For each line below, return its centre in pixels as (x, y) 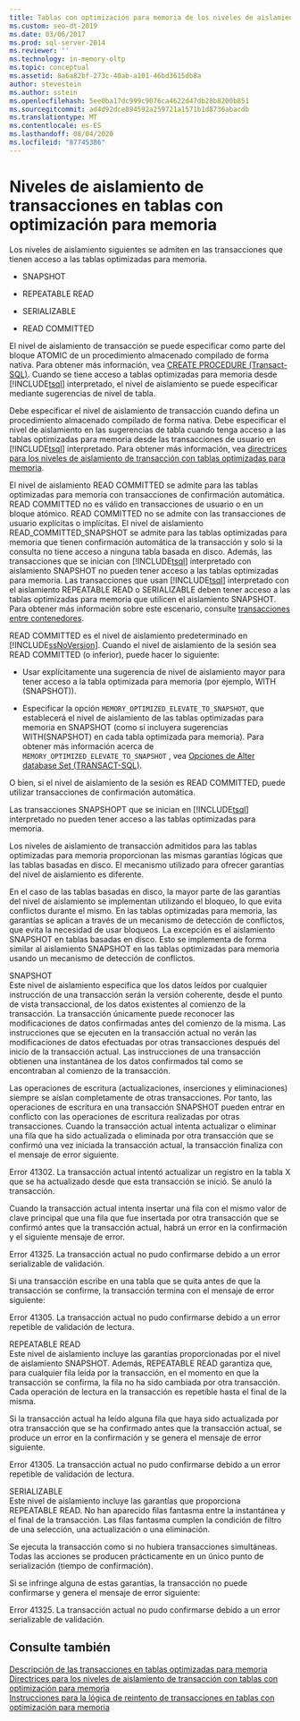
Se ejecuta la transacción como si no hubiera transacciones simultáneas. (144, 1546)
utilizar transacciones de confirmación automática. (103, 792)
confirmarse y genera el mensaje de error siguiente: (105, 1592)
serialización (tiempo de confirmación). (81, 1565)
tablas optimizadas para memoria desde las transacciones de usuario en (143, 439)
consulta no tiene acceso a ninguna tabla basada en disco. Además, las (141, 551)
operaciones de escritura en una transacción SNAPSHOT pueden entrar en (147, 1107)
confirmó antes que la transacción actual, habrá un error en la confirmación (148, 1227)
